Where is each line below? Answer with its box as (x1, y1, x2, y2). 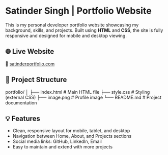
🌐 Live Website (5, 47, 54, 56)
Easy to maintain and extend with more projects (12, 144, 113, 150)
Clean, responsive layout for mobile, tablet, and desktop (12, 128, 130, 134)
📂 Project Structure (5, 75, 67, 84)
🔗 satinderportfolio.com (5, 61, 55, 67)
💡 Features (5, 114, 41, 123)
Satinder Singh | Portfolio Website (5, 5, 152, 17)
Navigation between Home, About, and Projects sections (12, 133, 132, 139)
